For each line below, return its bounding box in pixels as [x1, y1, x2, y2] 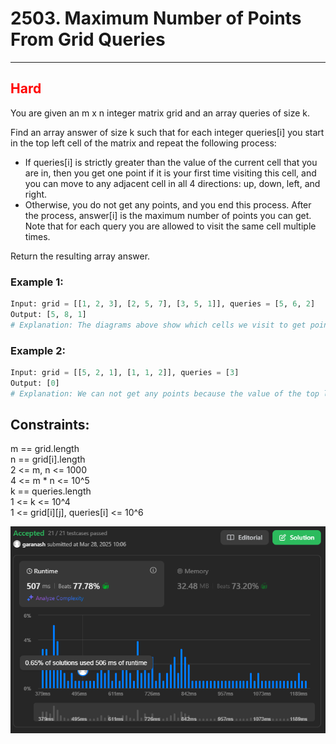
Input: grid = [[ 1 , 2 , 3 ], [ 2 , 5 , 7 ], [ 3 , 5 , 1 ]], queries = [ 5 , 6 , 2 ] [10, 299, 316, 309]
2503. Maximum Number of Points [10, 7, 302, 30]
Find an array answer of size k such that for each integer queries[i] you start [10, 126, 325, 138]
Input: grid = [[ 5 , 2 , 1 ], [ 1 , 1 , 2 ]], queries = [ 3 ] [10, 367, 240, 377]
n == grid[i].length [10, 453, 86, 466]
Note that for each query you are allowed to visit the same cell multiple [24, 220, 317, 232]
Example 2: [10, 343, 66, 357]
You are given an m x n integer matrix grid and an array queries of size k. [10, 107, 310, 119]
